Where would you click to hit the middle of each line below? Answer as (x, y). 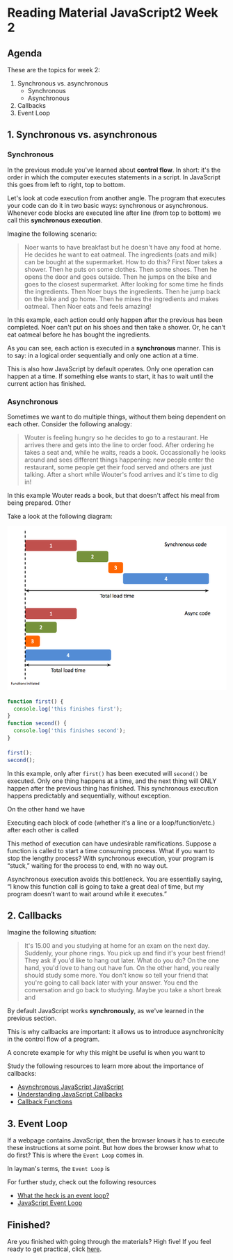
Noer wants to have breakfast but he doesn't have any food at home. (123, 247)
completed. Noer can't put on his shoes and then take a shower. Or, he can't (116, 327)
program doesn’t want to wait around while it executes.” (87, 894)
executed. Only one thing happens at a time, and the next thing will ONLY (112, 781)
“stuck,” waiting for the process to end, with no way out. (88, 865)
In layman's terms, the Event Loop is (58, 1169)
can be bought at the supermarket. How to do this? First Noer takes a (123, 261)
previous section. (32, 1018)
